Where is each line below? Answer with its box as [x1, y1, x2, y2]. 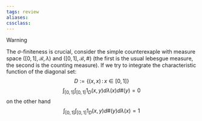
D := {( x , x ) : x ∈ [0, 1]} [74, 78, 129, 85]
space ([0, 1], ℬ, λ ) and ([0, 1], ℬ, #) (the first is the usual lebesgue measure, [6, 55, 194, 62]
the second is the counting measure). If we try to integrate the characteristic [6, 61, 197, 69]
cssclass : [6, 20, 31, 26]
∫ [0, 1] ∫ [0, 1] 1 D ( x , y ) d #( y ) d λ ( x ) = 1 [63, 107, 140, 116]
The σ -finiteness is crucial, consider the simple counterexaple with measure [6, 48, 195, 55]
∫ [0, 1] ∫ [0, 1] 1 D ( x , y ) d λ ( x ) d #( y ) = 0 [62, 87, 141, 96]
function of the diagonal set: [6, 68, 77, 75]
